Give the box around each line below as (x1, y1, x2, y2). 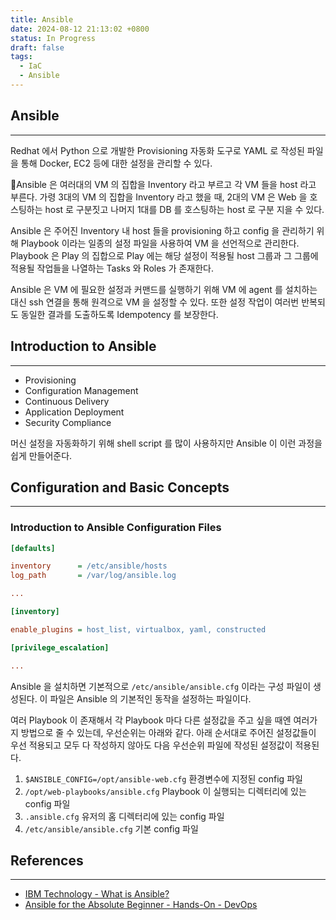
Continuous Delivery (24, 395, 110, 407)
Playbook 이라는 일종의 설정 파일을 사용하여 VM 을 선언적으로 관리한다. (20, 237, 300, 249)
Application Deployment (24, 406, 125, 418)
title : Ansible (10, 14, 74, 25)
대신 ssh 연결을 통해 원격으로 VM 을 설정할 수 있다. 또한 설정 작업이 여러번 (10, 296, 300, 308)
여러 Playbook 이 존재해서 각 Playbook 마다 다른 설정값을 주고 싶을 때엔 (10, 714, 292, 726)
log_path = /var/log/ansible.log (10, 571, 177, 581)
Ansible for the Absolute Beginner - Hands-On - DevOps (24, 899, 258, 911)
